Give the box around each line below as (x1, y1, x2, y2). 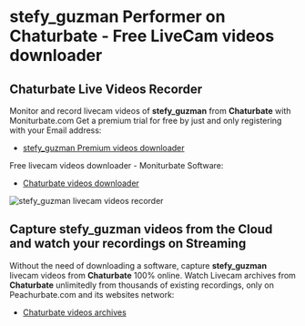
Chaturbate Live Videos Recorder (9, 81, 203, 97)
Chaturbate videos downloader (22, 178, 139, 188)
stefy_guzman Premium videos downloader (22, 143, 185, 153)
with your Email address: (9, 125, 102, 136)
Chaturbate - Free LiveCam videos (9, 25, 275, 46)
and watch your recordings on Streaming (9, 236, 247, 251)
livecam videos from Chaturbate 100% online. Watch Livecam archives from (9, 270, 296, 280)
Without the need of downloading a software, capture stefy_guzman (9, 260, 267, 270)
